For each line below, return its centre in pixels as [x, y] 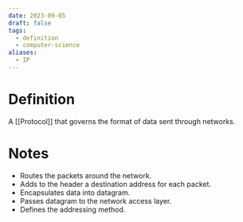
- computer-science [48, 45]
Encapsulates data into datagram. [75, 193]
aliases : [23, 53]
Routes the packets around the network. [86, 175]
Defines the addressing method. [73, 209]
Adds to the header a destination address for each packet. [116, 184]
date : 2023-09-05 [37, 16]
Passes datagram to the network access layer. [96, 201]
